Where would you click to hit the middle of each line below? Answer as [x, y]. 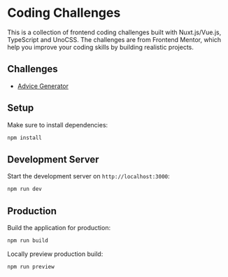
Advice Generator [43, 86]
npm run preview [31, 267]
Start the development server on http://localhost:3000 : [88, 176]
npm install [24, 138]
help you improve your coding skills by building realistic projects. [101, 47]
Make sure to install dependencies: [58, 125]
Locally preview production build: [55, 254]
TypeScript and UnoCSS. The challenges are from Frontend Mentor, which [114, 39]
